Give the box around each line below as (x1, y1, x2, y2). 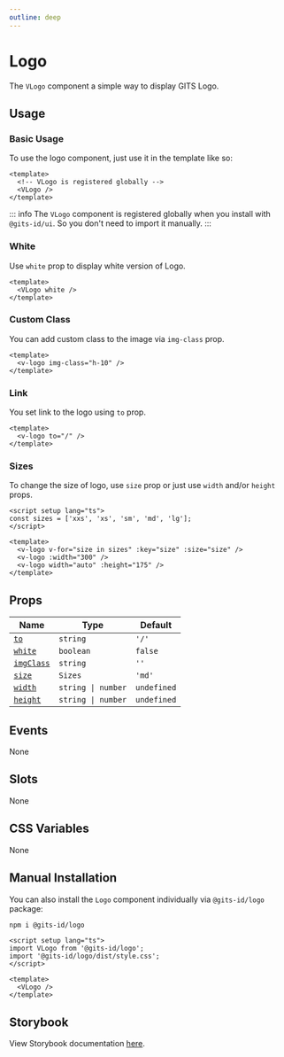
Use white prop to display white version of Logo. (9, 260, 186, 271)
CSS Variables (9, 821, 90, 836)
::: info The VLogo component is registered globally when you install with (9, 209, 272, 220)
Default (140, 619, 173, 632)
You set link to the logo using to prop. (9, 407, 146, 417)
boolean (58, 646, 91, 657)
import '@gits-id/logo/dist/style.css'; (9, 952, 161, 961)
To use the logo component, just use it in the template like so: (9, 152, 233, 164)
